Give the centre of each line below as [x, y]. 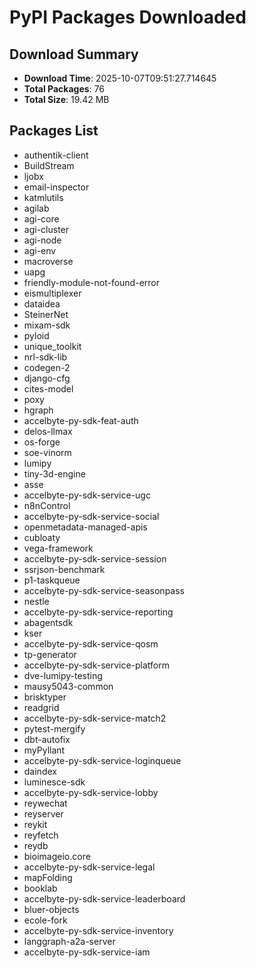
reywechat [45, 803]
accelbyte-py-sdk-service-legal [89, 867]
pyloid [36, 335]
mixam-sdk [47, 325]
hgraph [38, 410]
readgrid [41, 707]
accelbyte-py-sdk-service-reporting [98, 612]
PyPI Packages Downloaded [128, 17]
